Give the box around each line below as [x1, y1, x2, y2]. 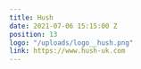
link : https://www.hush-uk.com [9, 47, 126, 56]
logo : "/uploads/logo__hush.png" [9, 38, 134, 47]
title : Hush [9, 13, 54, 22]
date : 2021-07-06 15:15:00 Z [9, 22, 118, 30]
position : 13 [9, 30, 58, 39]
